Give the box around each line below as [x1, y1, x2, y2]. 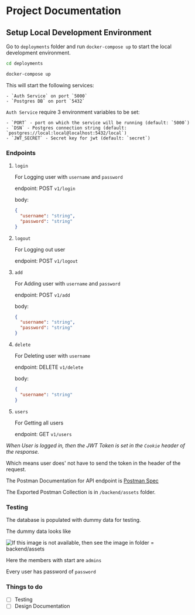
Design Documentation [14, 603, 70, 610]
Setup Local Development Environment [6, 28, 152, 38]
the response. [6, 448, 40, 455]
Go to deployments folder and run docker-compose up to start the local [6, 43, 172, 50]
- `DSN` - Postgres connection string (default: [6, 125, 127, 131]
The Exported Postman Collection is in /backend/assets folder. [6, 488, 156, 495]
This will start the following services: [6, 81, 95, 89]
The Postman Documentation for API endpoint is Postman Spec [6, 477, 159, 484]
